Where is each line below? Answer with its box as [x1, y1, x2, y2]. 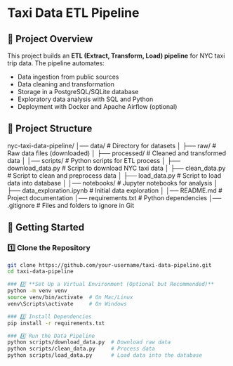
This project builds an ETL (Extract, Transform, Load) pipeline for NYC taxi [7, 51, 225, 60]
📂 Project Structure [7, 123, 93, 135]
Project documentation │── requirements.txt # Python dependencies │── [7, 193, 222, 202]
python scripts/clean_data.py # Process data [7, 346, 156, 353]
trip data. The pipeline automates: [7, 59, 105, 67]
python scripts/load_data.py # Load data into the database [7, 352, 202, 359]
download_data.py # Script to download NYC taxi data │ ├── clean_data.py [7, 164, 226, 172]
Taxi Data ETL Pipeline [7, 5, 140, 21]
